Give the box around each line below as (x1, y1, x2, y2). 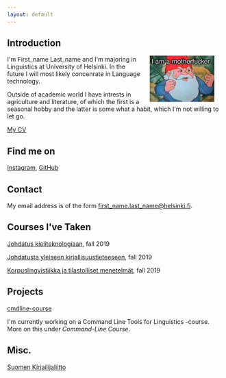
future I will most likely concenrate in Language (7, 70, 140, 78)
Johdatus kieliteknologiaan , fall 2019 (7, 240, 110, 248)
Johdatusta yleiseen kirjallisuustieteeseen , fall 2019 (7, 253, 153, 261)
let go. (7, 112, 25, 121)
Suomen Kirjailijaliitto (7, 363, 66, 371)
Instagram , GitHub (7, 164, 59, 172)
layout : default (7, 11, 53, 18)
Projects (7, 286, 44, 298)
